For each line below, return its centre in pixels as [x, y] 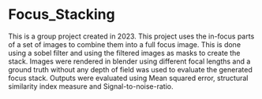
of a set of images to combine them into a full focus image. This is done [125, 44]
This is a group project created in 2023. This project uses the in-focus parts [131, 36]
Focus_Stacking [62, 15]
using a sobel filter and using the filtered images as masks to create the [124, 53]
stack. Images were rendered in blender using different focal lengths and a [129, 61]
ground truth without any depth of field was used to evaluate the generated [130, 69]
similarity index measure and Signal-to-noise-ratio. [91, 86]
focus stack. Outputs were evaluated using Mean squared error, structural [128, 78]
